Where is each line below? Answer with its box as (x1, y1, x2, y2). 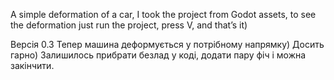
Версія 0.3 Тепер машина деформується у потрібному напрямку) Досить (10, 39, 325, 50)
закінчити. (10, 60, 55, 71)
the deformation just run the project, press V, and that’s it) (10, 19, 248, 31)
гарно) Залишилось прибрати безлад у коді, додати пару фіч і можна (10, 49, 307, 61)
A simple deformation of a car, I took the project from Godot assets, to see (10, 9, 317, 20)
